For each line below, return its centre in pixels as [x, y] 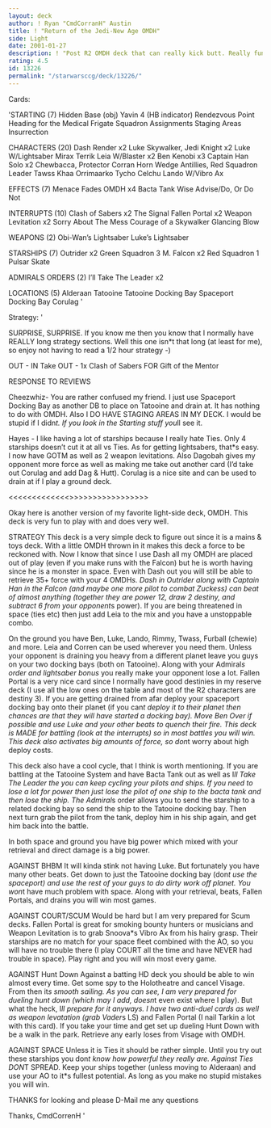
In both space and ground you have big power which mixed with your [123, 841]
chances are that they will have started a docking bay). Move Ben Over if [130, 715]
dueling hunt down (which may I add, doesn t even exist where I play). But [130, 1000]
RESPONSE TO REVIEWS [50, 381]
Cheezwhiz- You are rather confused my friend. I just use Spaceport [122, 397]
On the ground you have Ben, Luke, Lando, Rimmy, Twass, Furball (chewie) [133, 638]
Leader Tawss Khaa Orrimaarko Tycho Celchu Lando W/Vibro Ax [116, 173]
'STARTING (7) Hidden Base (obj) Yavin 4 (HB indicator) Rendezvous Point [132, 115]
